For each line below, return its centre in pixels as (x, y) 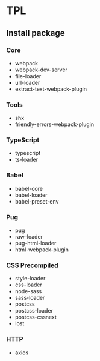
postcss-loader (34, 311)
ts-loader (26, 160)
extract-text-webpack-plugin (51, 89)
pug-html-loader (36, 243)
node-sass (28, 291)
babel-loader (31, 195)
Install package (36, 33)
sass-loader (30, 298)
